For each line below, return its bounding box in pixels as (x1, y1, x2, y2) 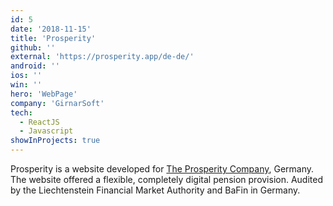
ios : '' (10, 71, 43, 81)
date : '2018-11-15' (10, 24, 92, 34)
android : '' (10, 61, 60, 71)
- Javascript (19, 126, 74, 136)
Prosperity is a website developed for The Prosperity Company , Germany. (10, 163, 315, 175)
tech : (10, 107, 33, 118)
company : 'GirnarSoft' (10, 98, 105, 108)
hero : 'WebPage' (10, 89, 78, 99)
